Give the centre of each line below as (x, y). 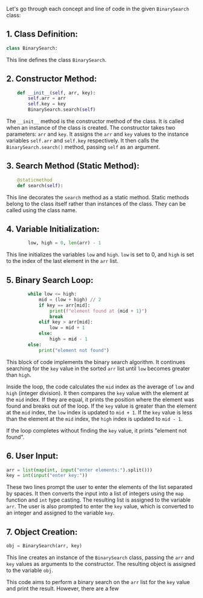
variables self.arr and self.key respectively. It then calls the (82, 141)
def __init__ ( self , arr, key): (56, 93)
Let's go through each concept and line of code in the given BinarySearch (98, 9)
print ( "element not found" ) (74, 350)
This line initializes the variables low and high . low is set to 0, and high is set (100, 254)
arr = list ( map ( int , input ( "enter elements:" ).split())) (79, 470)
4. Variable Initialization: (53, 229)
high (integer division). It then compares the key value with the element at (98, 393)
